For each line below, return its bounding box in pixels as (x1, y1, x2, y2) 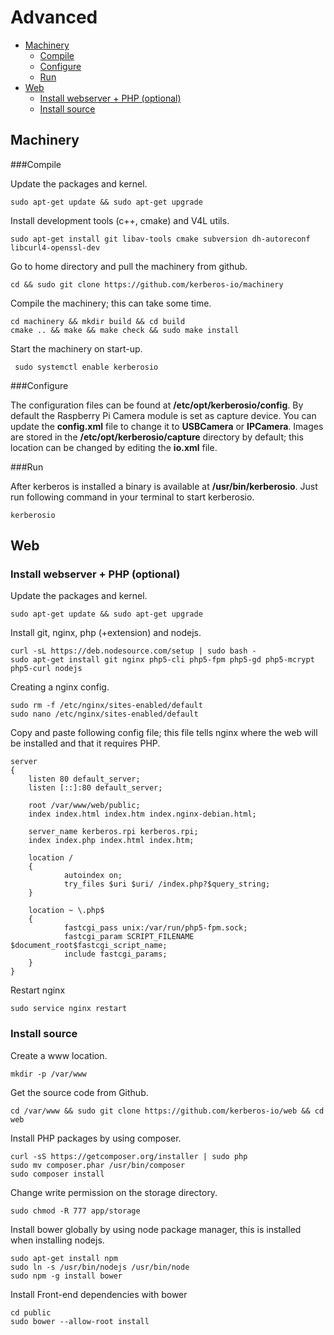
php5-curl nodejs (10, 664, 83, 674)
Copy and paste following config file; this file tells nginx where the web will (10, 727, 318, 739)
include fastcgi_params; (63, 949, 168, 960)
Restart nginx (10, 984, 66, 996)
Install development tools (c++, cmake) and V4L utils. (10, 214, 230, 226)
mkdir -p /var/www (10, 1069, 87, 1079)
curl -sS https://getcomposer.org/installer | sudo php (10, 1151, 248, 1161)
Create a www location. (10, 1049, 108, 1061)
